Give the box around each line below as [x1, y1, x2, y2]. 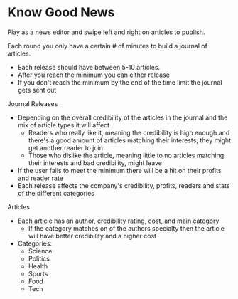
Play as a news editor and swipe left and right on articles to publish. [7, 28, 205, 36]
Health [28, 261, 48, 271]
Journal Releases [7, 99, 58, 107]
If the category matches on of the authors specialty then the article [28, 224, 225, 232]
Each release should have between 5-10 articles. [17, 63, 161, 71]
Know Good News [7, 4, 115, 21]
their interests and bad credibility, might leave [28, 158, 162, 167]
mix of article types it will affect [17, 120, 110, 129]
